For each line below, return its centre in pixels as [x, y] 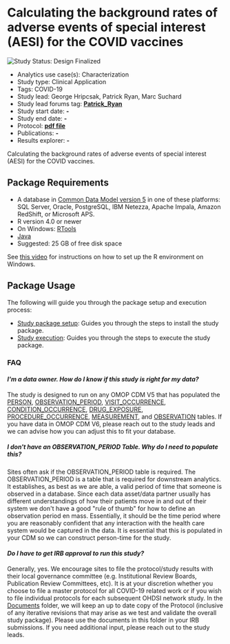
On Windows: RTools [47, 228]
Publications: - [38, 133]
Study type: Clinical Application [62, 81]
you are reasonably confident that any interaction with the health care [106, 523]
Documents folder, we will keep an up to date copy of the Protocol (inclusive [115, 605]
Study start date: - [43, 111]
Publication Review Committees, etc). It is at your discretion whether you [110, 583]
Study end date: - [42, 118]
